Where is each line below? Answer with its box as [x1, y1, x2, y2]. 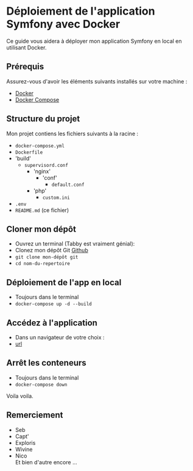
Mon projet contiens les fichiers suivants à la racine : [6, 130, 139, 137]
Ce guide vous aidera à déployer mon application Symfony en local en [6, 37, 182, 44]
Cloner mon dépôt [6, 224, 76, 234]
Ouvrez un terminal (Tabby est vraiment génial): [15, 240, 135, 247]
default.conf [51, 182, 85, 188]
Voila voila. [6, 392, 33, 400]
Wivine [15, 445, 33, 453]
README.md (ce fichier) [15, 206, 69, 214]
